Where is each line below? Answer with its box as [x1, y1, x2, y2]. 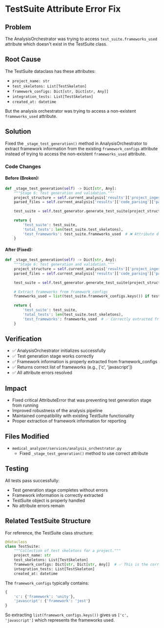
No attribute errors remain [12, 503, 65, 509]
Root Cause [5, 55, 41, 64]
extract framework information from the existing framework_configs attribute [5, 145, 158, 151]
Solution [5, 127, 31, 136]
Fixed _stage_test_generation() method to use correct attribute [19, 450, 148, 456]
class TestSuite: [5, 544, 41, 549]
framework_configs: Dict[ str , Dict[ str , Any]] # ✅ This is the [14, 562, 148, 567]
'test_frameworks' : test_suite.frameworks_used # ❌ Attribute [22, 232, 155, 236]
